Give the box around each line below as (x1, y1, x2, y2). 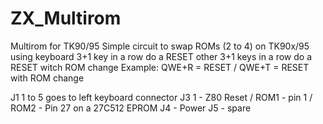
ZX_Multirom (10, 7, 122, 30)
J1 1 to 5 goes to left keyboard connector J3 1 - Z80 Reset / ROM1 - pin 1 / (10, 91, 313, 103)
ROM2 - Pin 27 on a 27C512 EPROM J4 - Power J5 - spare (10, 102, 252, 114)
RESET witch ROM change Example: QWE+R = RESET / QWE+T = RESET (10, 61, 310, 73)
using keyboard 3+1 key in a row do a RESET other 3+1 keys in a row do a (10, 50, 312, 62)
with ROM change (10, 72, 85, 84)
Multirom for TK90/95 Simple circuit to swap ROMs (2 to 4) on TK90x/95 (10, 40, 310, 52)
